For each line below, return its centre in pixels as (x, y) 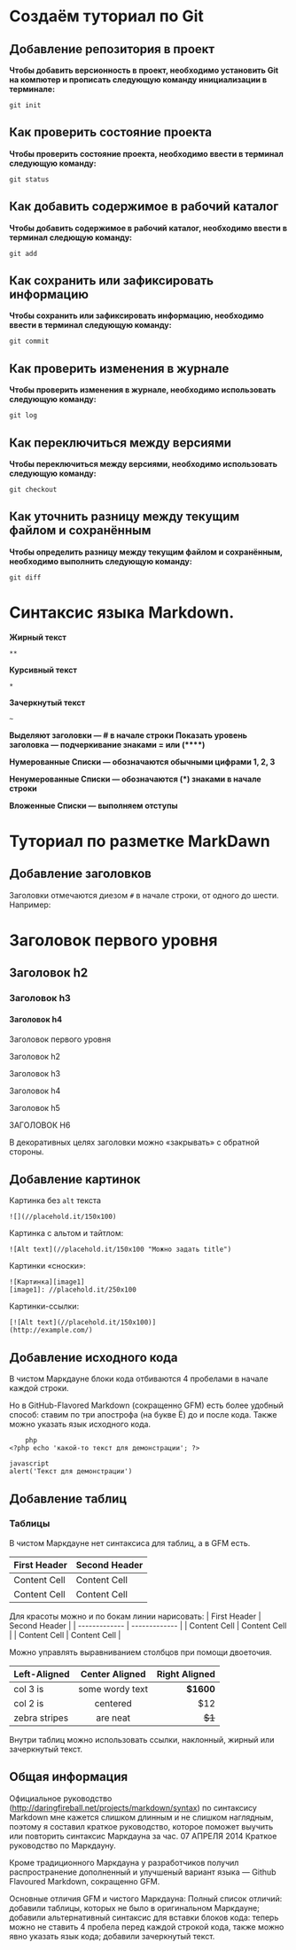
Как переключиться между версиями (121, 443)
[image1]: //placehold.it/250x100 (73, 1290)
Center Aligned (113, 1674)
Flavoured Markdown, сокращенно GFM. (85, 1881)
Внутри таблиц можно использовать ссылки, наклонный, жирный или (142, 1739)
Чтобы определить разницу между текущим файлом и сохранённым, (146, 552)
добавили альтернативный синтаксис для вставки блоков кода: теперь (144, 1917)
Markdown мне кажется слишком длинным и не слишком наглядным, (141, 1817)
